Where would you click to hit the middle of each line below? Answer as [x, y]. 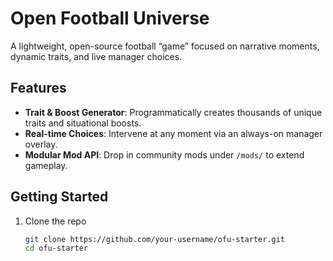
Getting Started [59, 197]
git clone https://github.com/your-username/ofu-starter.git [155, 239]
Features [38, 88]
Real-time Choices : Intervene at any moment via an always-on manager [173, 133]
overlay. [41, 144]
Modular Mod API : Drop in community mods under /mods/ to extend [164, 154]
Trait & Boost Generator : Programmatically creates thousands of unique [173, 112]
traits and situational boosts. [83, 123]
